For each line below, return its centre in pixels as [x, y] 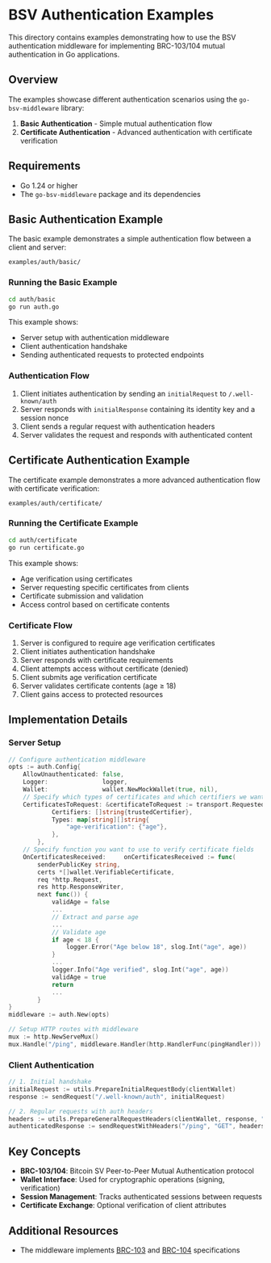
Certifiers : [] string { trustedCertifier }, [122, 812]
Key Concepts [44, 1151]
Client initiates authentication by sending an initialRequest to [123, 393]
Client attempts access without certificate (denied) [104, 669]
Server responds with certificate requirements [96, 660]
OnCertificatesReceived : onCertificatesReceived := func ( [129, 857]
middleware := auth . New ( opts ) [59, 1015]
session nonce [44, 418]
